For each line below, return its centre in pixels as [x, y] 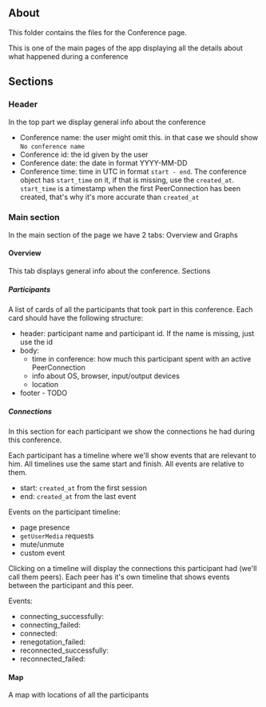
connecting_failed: [50, 625]
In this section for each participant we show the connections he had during [132, 431]
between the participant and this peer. [71, 585]
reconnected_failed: [53, 658]
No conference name [52, 146]
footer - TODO [44, 393]
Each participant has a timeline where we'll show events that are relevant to [133, 455]
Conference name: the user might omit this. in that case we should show [139, 137]
